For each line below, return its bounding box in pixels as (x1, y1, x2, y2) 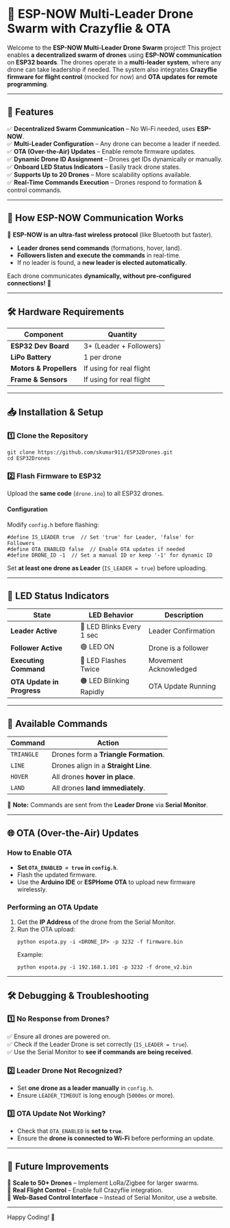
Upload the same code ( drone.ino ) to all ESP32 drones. (7, 489, 164, 498)
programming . (7, 80, 49, 88)
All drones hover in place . (51, 772, 136, 782)
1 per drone (83, 353, 122, 362)
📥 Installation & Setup (7, 406, 104, 418)
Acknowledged (148, 664, 197, 674)
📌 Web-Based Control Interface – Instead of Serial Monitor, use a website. (7, 1194, 218, 1202)
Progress (10, 686, 41, 695)
